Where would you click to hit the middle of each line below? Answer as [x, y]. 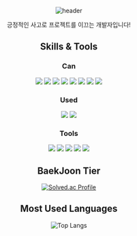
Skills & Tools [69, 47]
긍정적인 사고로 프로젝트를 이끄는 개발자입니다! [69, 25]
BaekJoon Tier [69, 170]
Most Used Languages [69, 209]
